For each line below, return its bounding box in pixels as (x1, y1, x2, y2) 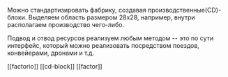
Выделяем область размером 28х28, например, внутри (28, 13, 195, 22)
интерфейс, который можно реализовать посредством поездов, (7, 42, 200, 49)
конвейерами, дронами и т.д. (7, 49, 95, 57)
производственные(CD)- (147, 6, 222, 14)
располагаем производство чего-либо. (7, 21, 125, 28)
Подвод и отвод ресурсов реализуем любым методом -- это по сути (7, 34, 214, 42)
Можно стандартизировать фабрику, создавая (7, 6, 146, 14)
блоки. (7, 13, 27, 22)
